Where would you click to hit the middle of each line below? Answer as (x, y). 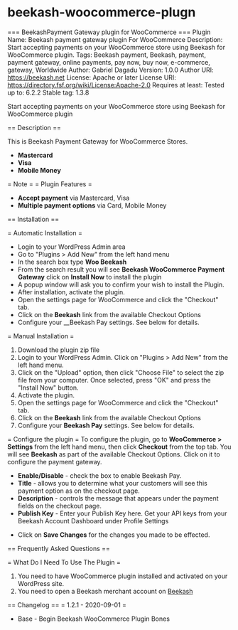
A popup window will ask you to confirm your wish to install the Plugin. (121, 284)
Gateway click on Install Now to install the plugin (90, 277)
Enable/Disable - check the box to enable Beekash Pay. (99, 475)
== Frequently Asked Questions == (59, 548)
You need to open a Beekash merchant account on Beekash (105, 591)
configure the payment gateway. (55, 461)
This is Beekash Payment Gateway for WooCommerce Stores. (98, 141)
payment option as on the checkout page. (79, 491)
